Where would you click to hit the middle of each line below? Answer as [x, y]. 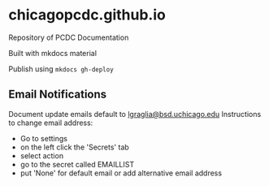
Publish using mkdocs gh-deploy [61, 69]
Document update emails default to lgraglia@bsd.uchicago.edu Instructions [135, 114]
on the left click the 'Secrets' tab [75, 147]
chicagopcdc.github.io [87, 15]
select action [41, 155]
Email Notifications [58, 95]
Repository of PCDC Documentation [69, 37]
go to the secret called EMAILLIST [77, 164]
